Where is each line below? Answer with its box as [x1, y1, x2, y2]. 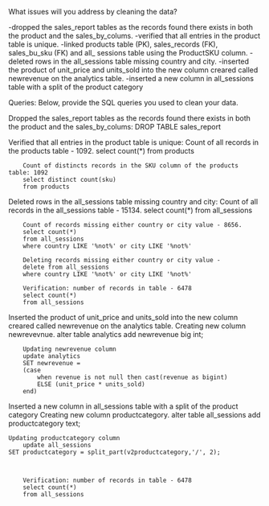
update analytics [22, 352, 81, 360]
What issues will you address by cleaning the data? [8, 7, 178, 16]
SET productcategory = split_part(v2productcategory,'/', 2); [8, 448, 221, 456]
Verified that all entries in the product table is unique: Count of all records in [8, 138, 259, 147]
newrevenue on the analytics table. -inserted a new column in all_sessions [8, 74, 255, 83]
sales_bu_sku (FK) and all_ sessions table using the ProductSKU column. [8, 48, 248, 57]
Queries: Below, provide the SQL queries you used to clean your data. [8, 98, 238, 107]
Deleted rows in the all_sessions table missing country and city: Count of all [8, 197, 259, 206]
